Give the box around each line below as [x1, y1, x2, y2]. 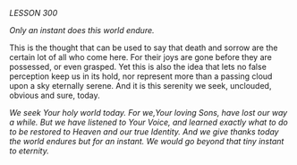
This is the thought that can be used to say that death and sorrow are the [9, 42, 278, 53]
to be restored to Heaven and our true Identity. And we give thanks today [9, 126, 279, 137]
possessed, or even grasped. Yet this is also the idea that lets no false [9, 62, 267, 72]
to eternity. [9, 145, 49, 156]
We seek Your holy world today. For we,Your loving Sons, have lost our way [9, 108, 288, 117]
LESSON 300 [9, 8, 58, 18]
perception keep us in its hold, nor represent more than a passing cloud [9, 71, 273, 82]
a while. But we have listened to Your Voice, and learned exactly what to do [9, 117, 288, 127]
